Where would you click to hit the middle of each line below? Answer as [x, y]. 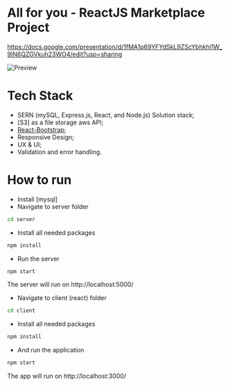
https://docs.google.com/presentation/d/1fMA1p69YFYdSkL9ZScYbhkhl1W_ [115, 47]
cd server [21, 219]
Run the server [38, 258]
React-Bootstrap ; [42, 129]
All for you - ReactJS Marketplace [106, 13]
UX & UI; [29, 145]
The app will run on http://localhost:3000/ [67, 376]
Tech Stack [40, 96]
